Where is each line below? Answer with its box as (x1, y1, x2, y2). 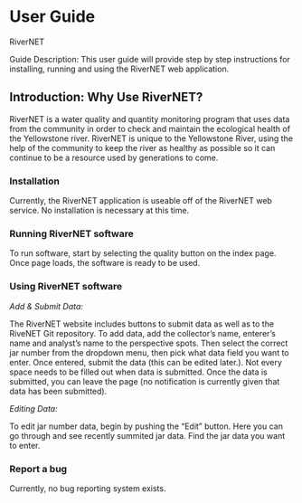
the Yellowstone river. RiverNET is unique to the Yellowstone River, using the (9, 133, 294, 144)
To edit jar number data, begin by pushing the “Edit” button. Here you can (9, 421, 283, 432)
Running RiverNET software (9, 227, 134, 240)
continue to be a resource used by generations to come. (9, 152, 219, 163)
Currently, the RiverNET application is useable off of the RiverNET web (9, 195, 273, 206)
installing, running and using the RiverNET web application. (9, 63, 230, 74)
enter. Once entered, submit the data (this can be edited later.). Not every (9, 356, 283, 367)
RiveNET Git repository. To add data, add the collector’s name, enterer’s (9, 327, 276, 338)
